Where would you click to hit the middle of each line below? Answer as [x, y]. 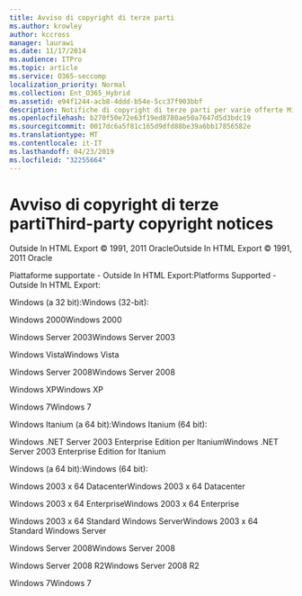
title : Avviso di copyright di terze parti [92, 18]
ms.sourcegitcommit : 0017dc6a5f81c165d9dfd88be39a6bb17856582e [130, 127]
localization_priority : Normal [68, 85]
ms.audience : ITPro [46, 59]
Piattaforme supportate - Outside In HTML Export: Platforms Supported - [143, 275]
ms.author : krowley [46, 26]
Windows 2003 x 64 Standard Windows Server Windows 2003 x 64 [134, 521]
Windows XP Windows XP [56, 390]
